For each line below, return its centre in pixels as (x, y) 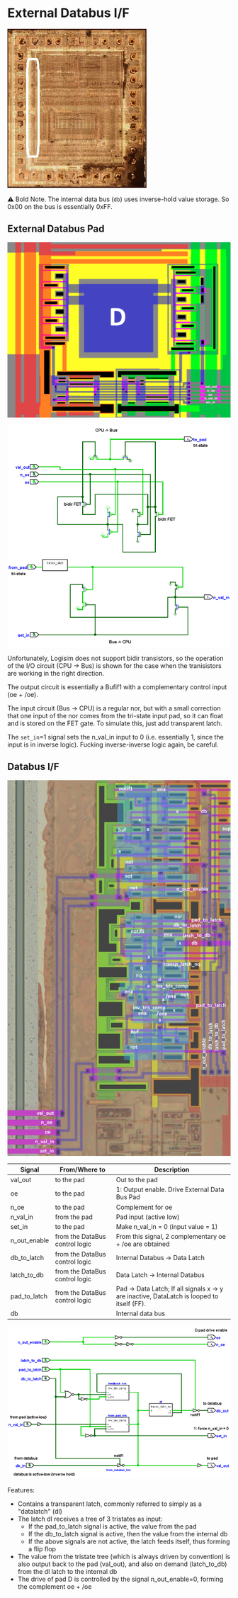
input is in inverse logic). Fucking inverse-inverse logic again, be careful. (113, 744)
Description (172, 1169)
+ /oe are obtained (143, 1244)
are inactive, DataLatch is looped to (167, 1296)
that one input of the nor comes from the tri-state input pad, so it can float (115, 716)
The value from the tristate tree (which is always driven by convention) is (124, 1556)
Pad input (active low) (148, 1217)
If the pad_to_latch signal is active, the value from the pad (112, 1526)
